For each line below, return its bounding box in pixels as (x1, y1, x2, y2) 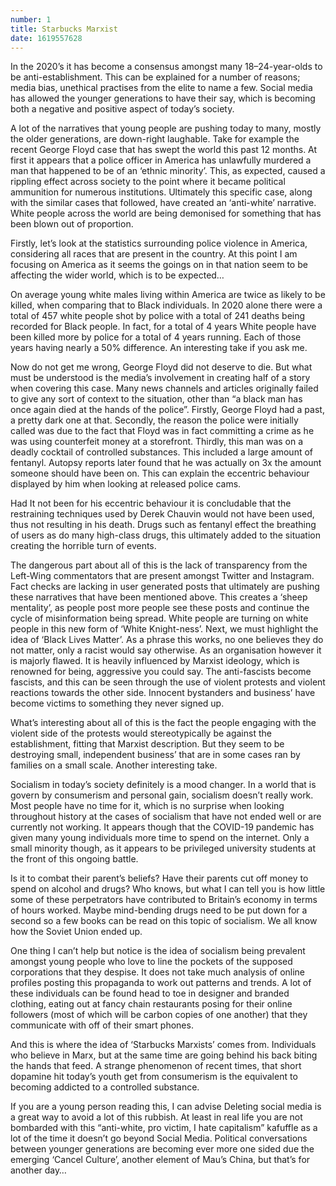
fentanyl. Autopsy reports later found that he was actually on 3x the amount (10, 457, 322, 469)
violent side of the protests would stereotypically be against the (10, 727, 272, 740)
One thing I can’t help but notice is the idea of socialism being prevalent (10, 945, 306, 957)
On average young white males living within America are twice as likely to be (10, 289, 326, 301)
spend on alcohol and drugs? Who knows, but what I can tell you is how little (10, 883, 326, 895)
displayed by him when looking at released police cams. (10, 478, 242, 490)
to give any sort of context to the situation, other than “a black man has (10, 393, 303, 405)
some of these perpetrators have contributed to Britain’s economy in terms (10, 894, 318, 906)
